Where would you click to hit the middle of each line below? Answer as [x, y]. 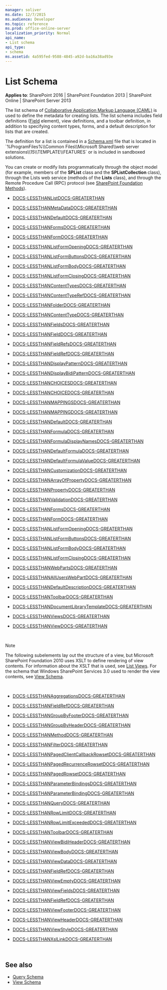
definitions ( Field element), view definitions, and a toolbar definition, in [78, 121]
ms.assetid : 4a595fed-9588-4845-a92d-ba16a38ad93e [59, 56]
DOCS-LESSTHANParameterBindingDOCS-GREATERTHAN [73, 793]
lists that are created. [27, 132]
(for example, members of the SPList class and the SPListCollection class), [83, 172]
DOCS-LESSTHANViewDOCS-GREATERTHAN [60, 626]
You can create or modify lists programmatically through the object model [81, 167]
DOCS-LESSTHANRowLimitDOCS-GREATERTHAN [64, 813]
